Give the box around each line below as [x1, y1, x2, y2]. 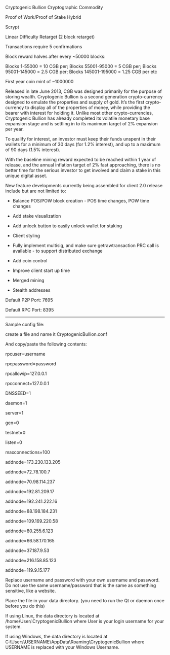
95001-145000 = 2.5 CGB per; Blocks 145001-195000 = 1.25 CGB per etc [5, 68, 157, 75]
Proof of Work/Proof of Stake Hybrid [5, 14, 81, 20]
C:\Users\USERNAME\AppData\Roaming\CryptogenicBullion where [5, 639, 145, 645]
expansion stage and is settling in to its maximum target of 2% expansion [5, 121, 158, 126]
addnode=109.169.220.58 [5, 518, 58, 524]
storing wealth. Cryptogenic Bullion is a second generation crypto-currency [5, 94, 163, 99]
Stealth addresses [12, 287, 51, 293]
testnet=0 [5, 430, 26, 435]
